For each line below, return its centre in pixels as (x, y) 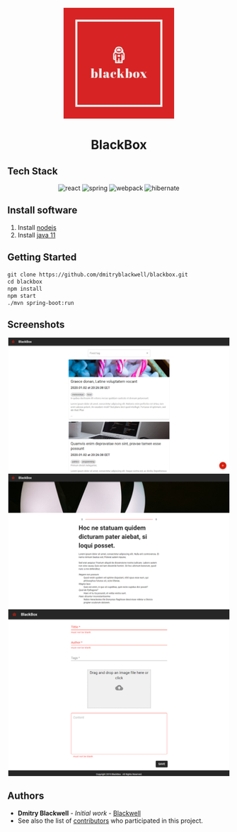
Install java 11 (36, 235)
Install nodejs (37, 227)
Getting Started (42, 257)
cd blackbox (25, 282)
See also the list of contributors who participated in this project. (110, 821)
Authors (26, 796)
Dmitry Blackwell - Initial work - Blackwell (79, 813)
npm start (22, 296)
